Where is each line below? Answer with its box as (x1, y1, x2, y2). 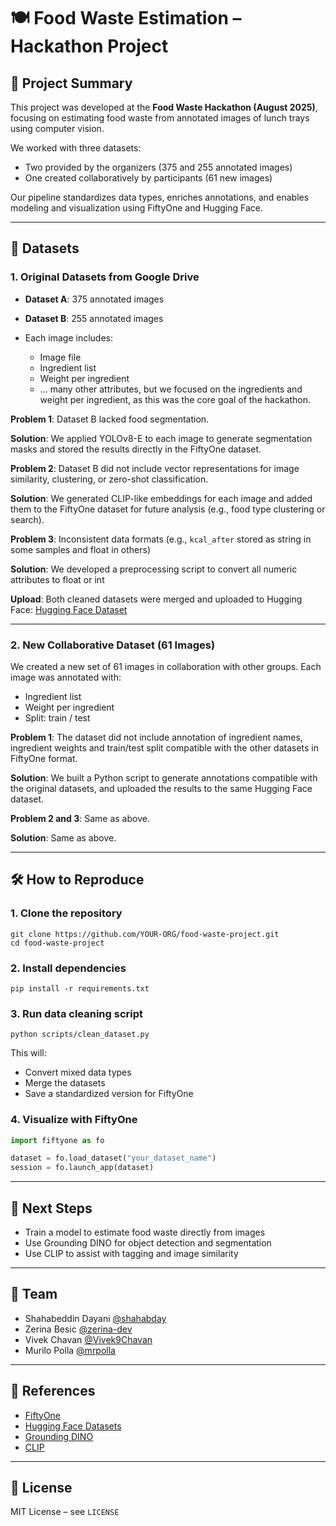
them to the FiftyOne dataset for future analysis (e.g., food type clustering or (10, 503, 326, 515)
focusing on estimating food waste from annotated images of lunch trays (10, 112, 310, 124)
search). (10, 513, 45, 525)
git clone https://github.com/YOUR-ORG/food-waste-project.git (10, 929, 280, 939)
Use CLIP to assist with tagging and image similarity (24, 1248, 239, 1259)
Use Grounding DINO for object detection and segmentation (24, 1237, 272, 1249)
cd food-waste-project (10, 938, 105, 948)
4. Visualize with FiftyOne (10, 1113, 138, 1127)
